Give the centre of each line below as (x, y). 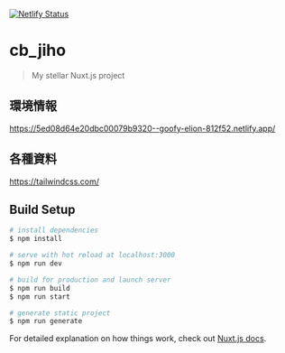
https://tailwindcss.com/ (55, 181)
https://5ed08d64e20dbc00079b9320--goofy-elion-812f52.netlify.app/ (142, 128)
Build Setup (42, 209)
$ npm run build (40, 288)
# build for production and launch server (90, 280)
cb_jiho (37, 51)
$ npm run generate (46, 321)
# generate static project (60, 313)
